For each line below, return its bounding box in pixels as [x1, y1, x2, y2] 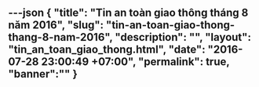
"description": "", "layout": [115, 31, 251, 44]
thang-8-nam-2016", [8, 31, 113, 44]
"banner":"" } [8, 67, 78, 81]
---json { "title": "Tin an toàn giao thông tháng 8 [8, 6, 249, 20]
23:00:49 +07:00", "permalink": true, [41, 55, 230, 69]
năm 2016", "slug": [8, 19, 104, 32]
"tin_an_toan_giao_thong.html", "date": [8, 43, 206, 56]
